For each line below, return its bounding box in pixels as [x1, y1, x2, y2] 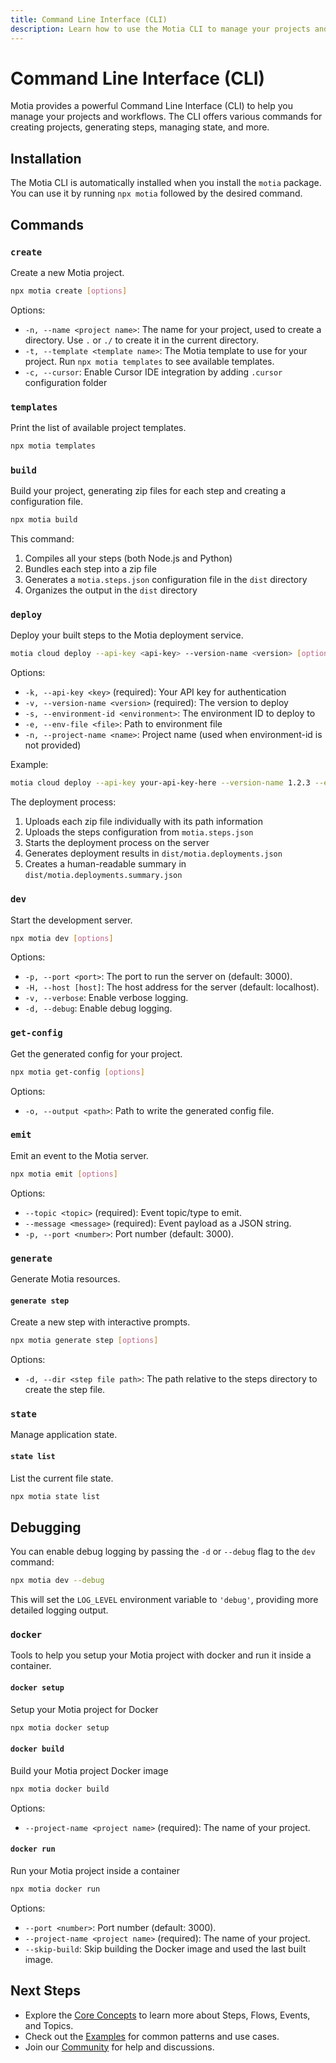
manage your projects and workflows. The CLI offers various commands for [10, 111, 323, 123]
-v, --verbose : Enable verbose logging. [24, 992, 189, 1004]
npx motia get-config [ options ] [10, 1067, 145, 1077]
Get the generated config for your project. [10, 1047, 183, 1060]
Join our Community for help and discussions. [24, 2041, 215, 2053]
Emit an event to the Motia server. [10, 1149, 149, 1161]
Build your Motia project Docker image [10, 1764, 169, 1776]
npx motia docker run [10, 1884, 101, 1894]
